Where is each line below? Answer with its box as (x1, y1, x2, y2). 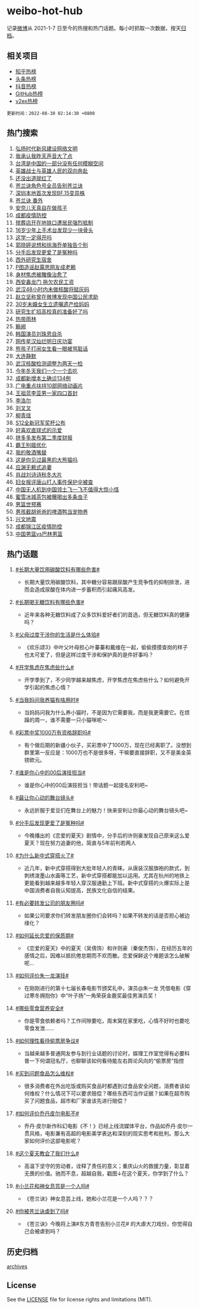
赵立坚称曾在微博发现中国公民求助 (15, 293, 99, 300)
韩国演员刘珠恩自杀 (15, 330, 63, 337)
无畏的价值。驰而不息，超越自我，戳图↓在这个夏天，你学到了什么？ (24, 1170, 190, 1177)
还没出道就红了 (15, 174, 52, 181)
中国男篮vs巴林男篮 (15, 530, 63, 537)
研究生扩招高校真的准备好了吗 (15, 308, 88, 315)
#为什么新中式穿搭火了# (15, 852, 74, 859)
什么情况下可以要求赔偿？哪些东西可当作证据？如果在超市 (44, 1090, 185, 1097)
